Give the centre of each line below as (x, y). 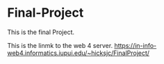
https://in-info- (136, 45)
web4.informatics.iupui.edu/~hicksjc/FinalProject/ (79, 53)
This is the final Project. (41, 32)
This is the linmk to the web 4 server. (60, 45)
